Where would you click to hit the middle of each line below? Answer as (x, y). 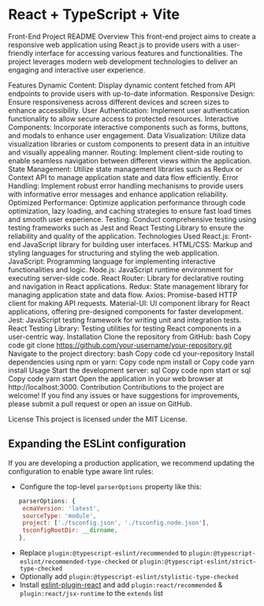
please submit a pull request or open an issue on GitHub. (100, 403)
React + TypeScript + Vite (94, 15)
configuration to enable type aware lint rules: (81, 471)
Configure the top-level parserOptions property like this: (111, 486)
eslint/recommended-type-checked (74, 562)
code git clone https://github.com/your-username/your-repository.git (120, 345)
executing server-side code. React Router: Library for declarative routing (126, 278)
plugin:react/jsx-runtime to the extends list (91, 593)
